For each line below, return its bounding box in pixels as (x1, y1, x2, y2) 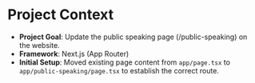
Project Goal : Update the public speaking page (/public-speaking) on (18, 32, 248, 41)
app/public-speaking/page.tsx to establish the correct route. (18, 65, 219, 75)
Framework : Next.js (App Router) (18, 49, 129, 58)
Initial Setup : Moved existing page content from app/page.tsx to (18, 57, 231, 67)
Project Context (7, 6, 114, 24)
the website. (18, 40, 61, 49)
